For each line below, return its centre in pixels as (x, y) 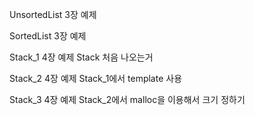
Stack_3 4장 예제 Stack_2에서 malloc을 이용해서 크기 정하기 (127, 99)
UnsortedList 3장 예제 (53, 14)
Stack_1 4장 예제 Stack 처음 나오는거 (81, 57)
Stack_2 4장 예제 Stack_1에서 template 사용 (96, 78)
